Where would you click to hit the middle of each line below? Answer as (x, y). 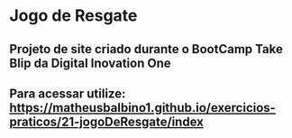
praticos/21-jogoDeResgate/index (107, 121)
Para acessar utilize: (68, 93)
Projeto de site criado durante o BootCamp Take (146, 49)
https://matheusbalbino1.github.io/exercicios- (143, 108)
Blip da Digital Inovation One (90, 63)
